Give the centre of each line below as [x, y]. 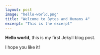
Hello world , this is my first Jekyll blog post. [50, 38]
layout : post [19, 10]
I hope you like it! [23, 47]
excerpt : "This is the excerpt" [39, 24]
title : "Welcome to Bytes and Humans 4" [48, 19]
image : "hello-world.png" [32, 14]
